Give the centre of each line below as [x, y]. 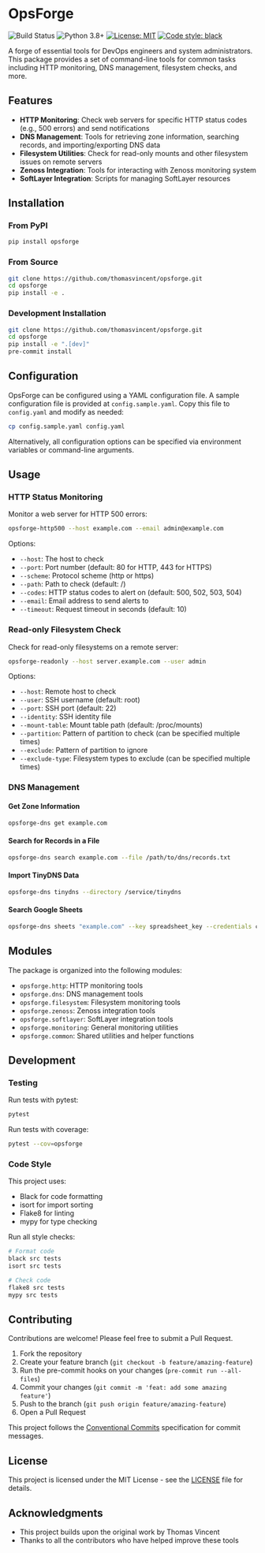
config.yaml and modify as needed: [66, 412]
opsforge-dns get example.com [58, 823]
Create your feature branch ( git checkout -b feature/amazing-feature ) [136, 1362]
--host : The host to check [62, 559]
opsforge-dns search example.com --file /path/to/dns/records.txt [119, 857]
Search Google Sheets [45, 910]
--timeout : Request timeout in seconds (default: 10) [103, 609]
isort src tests [35, 1266]
